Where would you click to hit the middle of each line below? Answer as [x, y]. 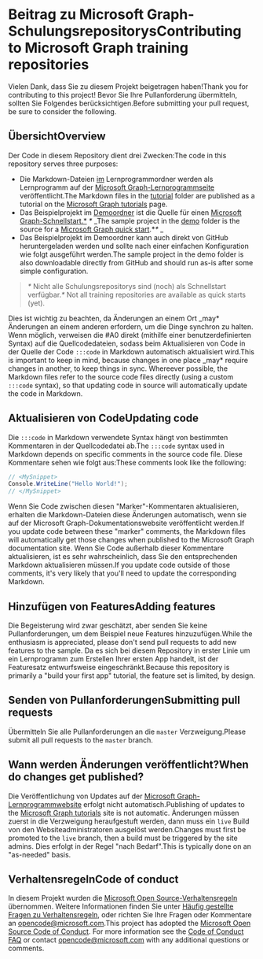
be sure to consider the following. [62, 111]
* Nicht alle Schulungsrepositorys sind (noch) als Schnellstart [126, 286]
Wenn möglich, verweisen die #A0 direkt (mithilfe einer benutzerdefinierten [130, 335]
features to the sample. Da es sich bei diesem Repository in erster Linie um [129, 650]
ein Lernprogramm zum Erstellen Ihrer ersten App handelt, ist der [113, 659]
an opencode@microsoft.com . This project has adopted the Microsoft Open [130, 924]
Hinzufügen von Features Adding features [112, 607]
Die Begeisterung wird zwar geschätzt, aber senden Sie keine [108, 625]
